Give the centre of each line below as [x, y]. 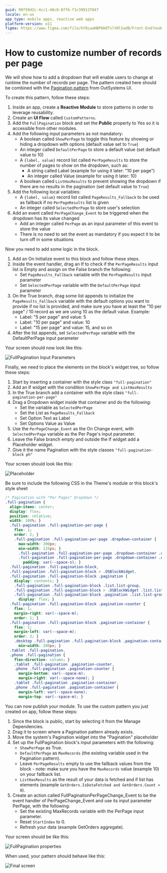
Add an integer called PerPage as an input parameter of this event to [89, 224]
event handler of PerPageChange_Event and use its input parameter [82, 800]
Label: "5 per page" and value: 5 [53, 317]
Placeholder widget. [33, 445]
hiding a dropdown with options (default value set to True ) [79, 144]
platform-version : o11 [29, 24]
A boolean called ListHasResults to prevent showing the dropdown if [90, 181]
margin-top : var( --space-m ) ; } [51, 697]
